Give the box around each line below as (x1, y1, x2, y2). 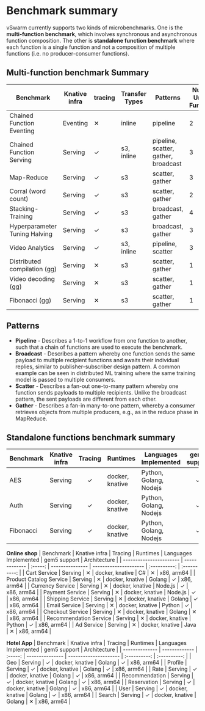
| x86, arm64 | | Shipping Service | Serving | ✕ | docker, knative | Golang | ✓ (6, 595, 198, 602)
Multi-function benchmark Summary (6, 68, 149, 78)
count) (9, 194, 29, 203)
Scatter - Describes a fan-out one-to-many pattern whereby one (15, 382, 179, 390)
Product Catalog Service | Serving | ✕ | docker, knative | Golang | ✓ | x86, (6, 575, 192, 583)
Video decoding (9, 274, 55, 283)
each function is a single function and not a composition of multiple (6, 43, 176, 51)
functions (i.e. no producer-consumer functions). (6, 49, 129, 57)
